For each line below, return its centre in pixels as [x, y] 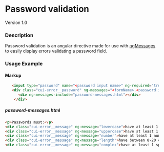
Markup [13, 75]
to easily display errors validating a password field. [56, 51]
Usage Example [24, 64]
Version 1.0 [16, 22]
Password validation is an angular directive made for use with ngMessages [80, 46]
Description [19, 35]
